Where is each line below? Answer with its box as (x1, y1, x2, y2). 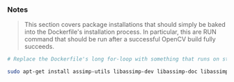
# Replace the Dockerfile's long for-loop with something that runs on (7, 56, 219, 63)
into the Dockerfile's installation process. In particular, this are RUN (24, 28, 217, 36)
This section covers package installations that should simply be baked (24, 21, 226, 29)
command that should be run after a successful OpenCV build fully (24, 35, 216, 43)
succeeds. (24, 43, 54, 51)
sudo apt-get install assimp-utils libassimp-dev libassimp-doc (7, 68, 198, 75)
